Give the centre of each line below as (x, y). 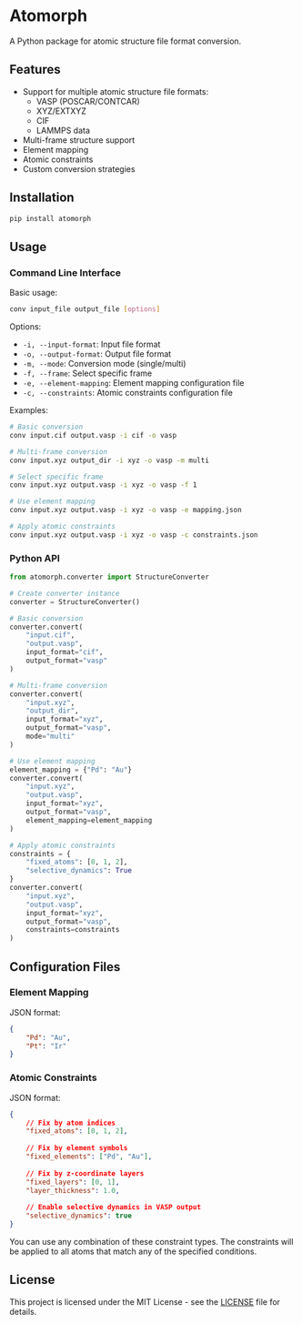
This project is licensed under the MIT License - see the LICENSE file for (145, 1301)
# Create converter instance (65, 593)
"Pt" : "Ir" (46, 1046)
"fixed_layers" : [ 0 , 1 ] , (73, 1182)
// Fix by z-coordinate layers (85, 1173)
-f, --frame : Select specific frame (87, 373)
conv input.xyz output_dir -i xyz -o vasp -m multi (109, 460)
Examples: (29, 410)
